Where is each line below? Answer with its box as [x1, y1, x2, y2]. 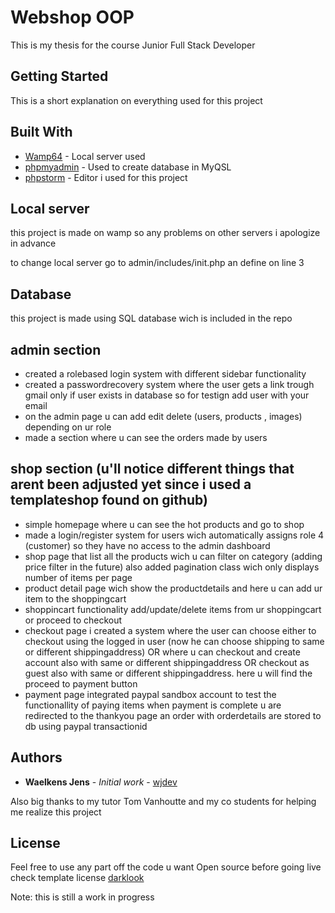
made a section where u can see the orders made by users [24, 432, 268, 443]
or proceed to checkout [24, 614, 123, 626]
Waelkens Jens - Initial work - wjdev [24, 776, 178, 788]
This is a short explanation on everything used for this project [10, 94, 263, 106]
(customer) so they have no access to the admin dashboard [24, 539, 271, 551]
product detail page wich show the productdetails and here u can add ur [24, 582, 323, 594]
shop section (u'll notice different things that [10, 461, 295, 478]
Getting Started [10, 68, 109, 85]
